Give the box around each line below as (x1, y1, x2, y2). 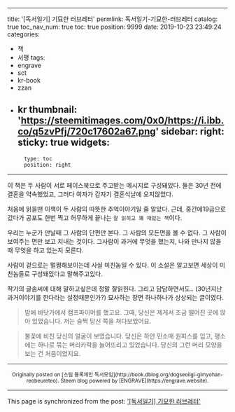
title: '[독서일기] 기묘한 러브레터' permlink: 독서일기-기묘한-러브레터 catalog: (7, 15, 218, 23)
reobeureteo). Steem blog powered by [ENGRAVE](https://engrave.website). (26, 377, 209, 384)
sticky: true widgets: (17, 137, 110, 149)
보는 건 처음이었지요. (24, 349, 81, 357)
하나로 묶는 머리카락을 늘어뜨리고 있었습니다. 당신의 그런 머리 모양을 (37, 341, 222, 349)
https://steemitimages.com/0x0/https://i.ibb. (20, 115, 225, 127)
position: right (24, 161, 71, 168)
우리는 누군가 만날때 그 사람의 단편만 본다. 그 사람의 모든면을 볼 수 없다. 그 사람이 (7, 228, 227, 237)
